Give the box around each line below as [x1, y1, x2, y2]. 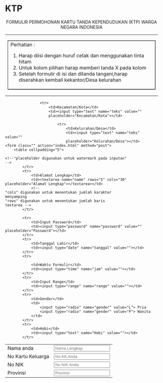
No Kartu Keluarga [7, 353, 49, 360]
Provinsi [7, 369, 26, 376]
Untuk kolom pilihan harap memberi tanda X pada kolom [18, 64, 147, 71]
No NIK [7, 361, 24, 368]
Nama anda [7, 345, 34, 352]
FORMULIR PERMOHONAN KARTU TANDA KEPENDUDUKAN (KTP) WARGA [6, 19, 157, 25]
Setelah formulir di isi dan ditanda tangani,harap [18, 70, 128, 77]
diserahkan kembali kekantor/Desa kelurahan [18, 76, 121, 83]
